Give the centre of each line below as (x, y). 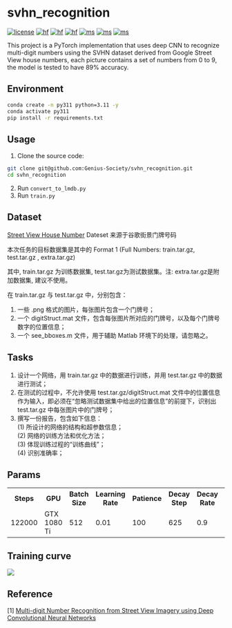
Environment (36, 89)
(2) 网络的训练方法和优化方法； (61, 435)
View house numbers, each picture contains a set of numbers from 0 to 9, (112, 59)
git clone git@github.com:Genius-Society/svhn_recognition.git (100, 169)
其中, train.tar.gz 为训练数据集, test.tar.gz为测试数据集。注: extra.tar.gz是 (110, 272)
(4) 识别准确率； (40, 453)
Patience (147, 499)
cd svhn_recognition (37, 175)
